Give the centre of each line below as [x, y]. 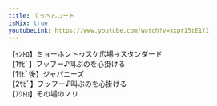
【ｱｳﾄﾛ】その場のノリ [43, 94]
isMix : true [28, 23]
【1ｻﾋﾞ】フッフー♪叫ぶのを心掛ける [67, 64]
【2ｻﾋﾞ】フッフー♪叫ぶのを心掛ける [68, 84]
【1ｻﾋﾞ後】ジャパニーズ [46, 74]
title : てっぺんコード [42, 16]
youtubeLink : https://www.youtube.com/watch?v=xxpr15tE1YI [109, 30]
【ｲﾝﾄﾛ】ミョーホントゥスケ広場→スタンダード [85, 54]
